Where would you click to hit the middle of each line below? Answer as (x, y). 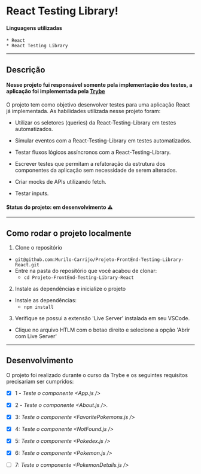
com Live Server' (36, 336)
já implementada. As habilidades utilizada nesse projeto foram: (83, 111)
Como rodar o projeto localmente (69, 233)
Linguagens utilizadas (34, 28)
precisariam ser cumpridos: (40, 381)
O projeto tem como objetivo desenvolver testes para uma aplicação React (98, 104)
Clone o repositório (39, 247)
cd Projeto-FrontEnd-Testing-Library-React (79, 278)
